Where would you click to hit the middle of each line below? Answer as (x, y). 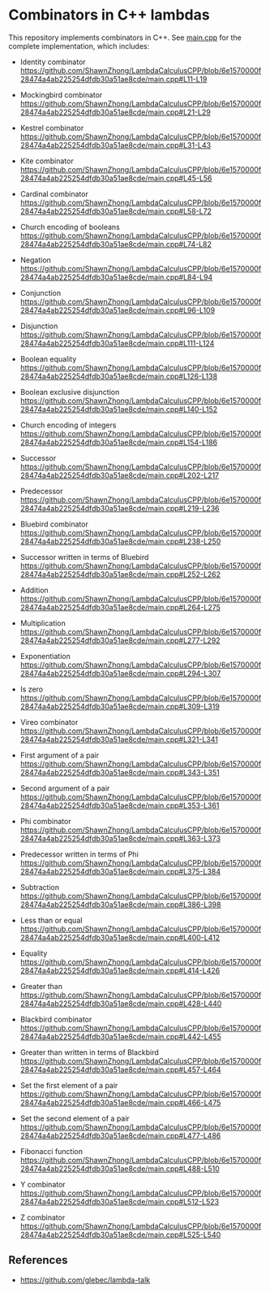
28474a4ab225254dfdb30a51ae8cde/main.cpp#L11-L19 (114, 79)
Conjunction (41, 293)
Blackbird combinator (56, 1019)
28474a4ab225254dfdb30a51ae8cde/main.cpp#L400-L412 (120, 937)
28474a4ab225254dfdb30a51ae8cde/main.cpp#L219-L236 (120, 508)
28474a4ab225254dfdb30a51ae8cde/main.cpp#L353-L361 (120, 805)
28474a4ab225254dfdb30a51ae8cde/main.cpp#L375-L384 (120, 871)
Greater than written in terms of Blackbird (90, 1052)
